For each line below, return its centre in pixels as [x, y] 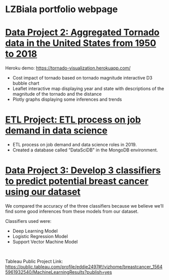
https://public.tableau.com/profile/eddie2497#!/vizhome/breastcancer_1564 [84, 267]
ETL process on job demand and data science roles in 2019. [75, 145]
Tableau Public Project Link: [34, 261]
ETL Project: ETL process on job [73, 120]
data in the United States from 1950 [81, 43]
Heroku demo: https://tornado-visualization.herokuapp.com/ [68, 68]
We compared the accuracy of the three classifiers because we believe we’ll [84, 206]
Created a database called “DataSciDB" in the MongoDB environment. [85, 150]
